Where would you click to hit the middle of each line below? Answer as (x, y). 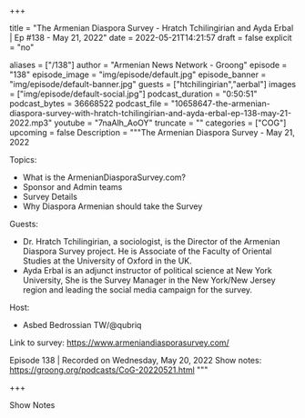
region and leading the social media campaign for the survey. (137, 290)
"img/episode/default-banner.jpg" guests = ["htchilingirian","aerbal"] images (153, 84)
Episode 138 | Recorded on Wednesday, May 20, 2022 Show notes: (136, 360)
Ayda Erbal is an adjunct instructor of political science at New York (147, 270)
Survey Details (50, 197)
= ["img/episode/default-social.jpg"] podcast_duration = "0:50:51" (133, 94)
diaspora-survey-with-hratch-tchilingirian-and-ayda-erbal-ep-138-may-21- (151, 113)
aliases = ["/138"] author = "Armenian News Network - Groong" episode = (148, 65)
